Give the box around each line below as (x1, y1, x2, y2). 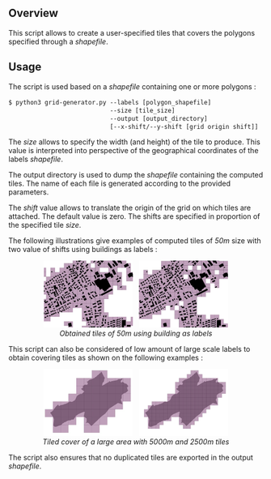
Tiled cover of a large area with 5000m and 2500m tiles (42, 437, 230, 447)
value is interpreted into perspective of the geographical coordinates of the (8, 145, 259, 155)
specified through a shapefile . (8, 36, 108, 46)
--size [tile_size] (109, 106, 176, 114)
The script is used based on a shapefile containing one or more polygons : (8, 81, 256, 92)
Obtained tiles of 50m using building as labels (59, 328, 213, 338)
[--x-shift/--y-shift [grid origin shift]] (109, 122, 259, 130)
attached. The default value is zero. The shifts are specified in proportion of (8, 211, 260, 221)
